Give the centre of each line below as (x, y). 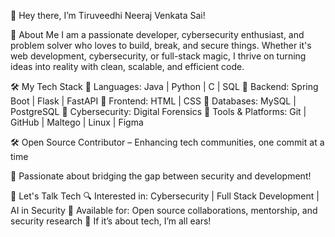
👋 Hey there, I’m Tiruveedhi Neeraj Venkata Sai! (108, 15)
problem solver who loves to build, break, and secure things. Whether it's (161, 45)
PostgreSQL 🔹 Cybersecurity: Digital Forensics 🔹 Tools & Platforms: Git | (158, 111)
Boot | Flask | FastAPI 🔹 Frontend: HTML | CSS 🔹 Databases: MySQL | (153, 101)
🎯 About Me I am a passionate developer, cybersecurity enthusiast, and (157, 34)
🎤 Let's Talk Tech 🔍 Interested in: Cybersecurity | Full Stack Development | (165, 196)
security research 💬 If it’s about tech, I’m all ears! (111, 221)
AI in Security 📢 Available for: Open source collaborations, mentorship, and (164, 210)
